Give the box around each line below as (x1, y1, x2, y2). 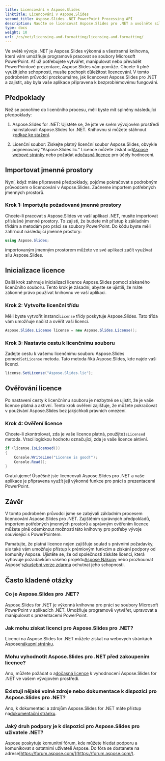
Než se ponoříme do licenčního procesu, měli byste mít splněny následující (5, 107, 156, 112)
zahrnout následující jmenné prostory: (5, 228, 82, 234)
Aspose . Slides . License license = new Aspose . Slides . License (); (5, 327, 137, 333)
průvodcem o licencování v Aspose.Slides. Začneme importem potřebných (5, 184, 156, 190)
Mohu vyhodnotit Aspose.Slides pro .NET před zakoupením (5, 653, 150, 660)
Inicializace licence (5, 266, 65, 275)
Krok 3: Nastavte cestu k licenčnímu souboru (5, 339, 115, 346)
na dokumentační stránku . (5, 710, 57, 716)
